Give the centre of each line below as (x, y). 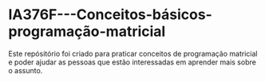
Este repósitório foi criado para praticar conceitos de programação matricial (133, 53)
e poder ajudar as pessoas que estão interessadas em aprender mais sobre (132, 62)
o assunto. (26, 70)
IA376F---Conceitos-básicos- (111, 15)
